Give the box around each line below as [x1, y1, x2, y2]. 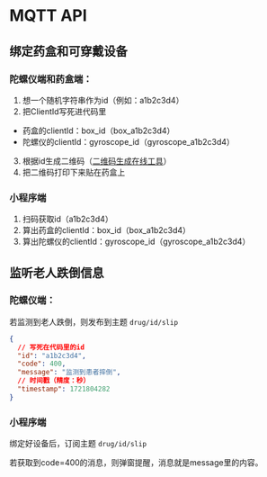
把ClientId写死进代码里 [22, 105, 107, 117]
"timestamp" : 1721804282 [17, 384, 111, 394]
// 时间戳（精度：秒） [17, 376, 90, 385]
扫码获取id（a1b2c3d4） [22, 213, 114, 225]
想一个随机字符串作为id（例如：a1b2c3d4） [22, 94, 184, 105]
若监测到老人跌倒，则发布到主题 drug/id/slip [9, 316, 178, 327]
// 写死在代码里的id [17, 343, 85, 352]
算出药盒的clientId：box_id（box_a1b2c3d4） [22, 225, 191, 236]
